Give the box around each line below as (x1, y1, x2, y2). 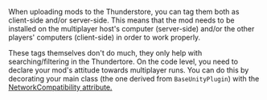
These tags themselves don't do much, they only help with (8, 48, 203, 57)
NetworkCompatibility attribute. (8, 82, 113, 92)
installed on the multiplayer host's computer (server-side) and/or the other (8, 24, 255, 33)
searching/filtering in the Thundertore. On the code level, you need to (8, 56, 239, 66)
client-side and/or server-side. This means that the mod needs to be (8, 15, 235, 25)
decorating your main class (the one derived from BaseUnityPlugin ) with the (8, 74, 260, 83)
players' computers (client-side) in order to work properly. (8, 32, 201, 42)
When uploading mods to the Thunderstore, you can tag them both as (8, 7, 240, 16)
